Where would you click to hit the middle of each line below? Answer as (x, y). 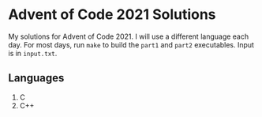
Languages (36, 78)
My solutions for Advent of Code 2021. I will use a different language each (129, 36)
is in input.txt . (33, 53)
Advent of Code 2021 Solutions (112, 15)
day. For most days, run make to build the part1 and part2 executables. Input (131, 44)
